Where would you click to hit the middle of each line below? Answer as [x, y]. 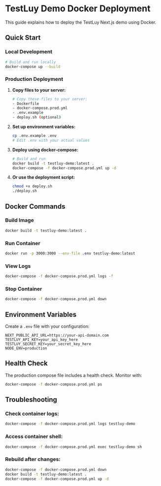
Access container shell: [34, 437]
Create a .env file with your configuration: [47, 326]
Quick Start [23, 38]
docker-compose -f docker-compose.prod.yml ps [54, 384]
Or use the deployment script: [44, 177]
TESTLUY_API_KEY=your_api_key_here [42, 340]
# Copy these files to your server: [50, 99]
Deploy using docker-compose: [45, 150]
